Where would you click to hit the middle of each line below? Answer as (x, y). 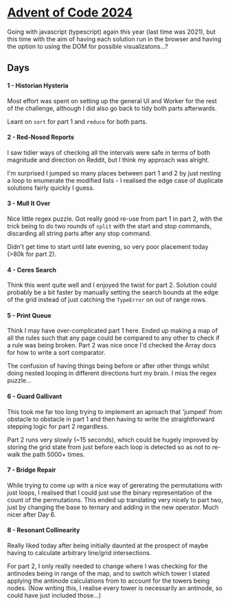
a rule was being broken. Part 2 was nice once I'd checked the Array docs (112, 345)
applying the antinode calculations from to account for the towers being (108, 581)
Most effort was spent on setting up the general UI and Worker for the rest (112, 100)
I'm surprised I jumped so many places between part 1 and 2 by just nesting (114, 173)
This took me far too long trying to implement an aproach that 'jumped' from (115, 411)
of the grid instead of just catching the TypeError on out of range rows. (107, 300)
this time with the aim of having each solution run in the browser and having (114, 39)
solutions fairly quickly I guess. (51, 188)
